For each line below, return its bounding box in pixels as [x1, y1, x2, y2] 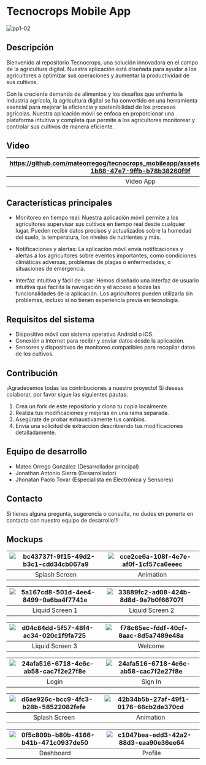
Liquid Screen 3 [31, 642, 78, 650]
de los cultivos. [15, 350, 54, 357]
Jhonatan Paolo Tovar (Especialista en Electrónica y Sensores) [15, 476, 174, 483]
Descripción [6, 42, 54, 53]
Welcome [137, 642, 165, 650]
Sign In [141, 677, 161, 686]
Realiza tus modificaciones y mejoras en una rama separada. [15, 410, 170, 416]
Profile [142, 749, 161, 758]
